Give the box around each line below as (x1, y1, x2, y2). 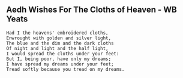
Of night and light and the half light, (6, 45, 109, 51)
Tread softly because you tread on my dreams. (6, 66, 125, 72)
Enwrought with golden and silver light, (6, 35, 112, 41)
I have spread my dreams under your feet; (6, 61, 114, 67)
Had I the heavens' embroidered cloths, (6, 30, 109, 36)
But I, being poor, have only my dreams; (6, 56, 112, 62)
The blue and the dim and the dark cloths (6, 40, 114, 46)
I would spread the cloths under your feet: (6, 51, 119, 57)
